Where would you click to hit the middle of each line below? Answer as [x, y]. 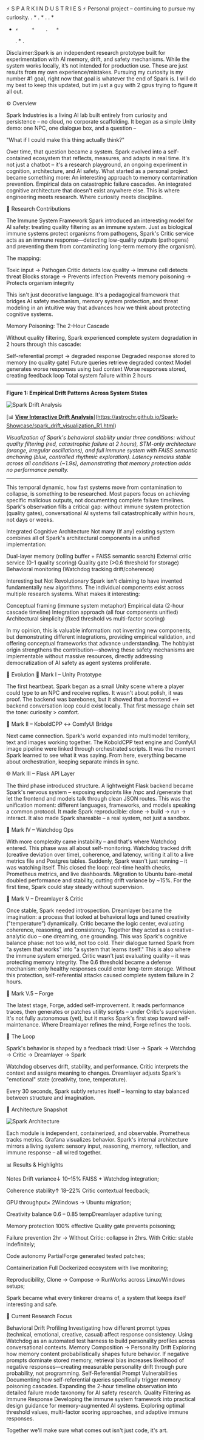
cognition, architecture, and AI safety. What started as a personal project [97, 171]
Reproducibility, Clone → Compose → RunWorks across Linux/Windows [96, 1280]
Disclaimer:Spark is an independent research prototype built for [86, 53]
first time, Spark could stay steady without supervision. [75, 887]
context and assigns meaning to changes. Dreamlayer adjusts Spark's [93, 1073]
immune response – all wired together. [54, 1152]
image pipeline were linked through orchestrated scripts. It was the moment [101, 749]
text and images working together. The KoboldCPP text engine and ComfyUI [101, 742]
